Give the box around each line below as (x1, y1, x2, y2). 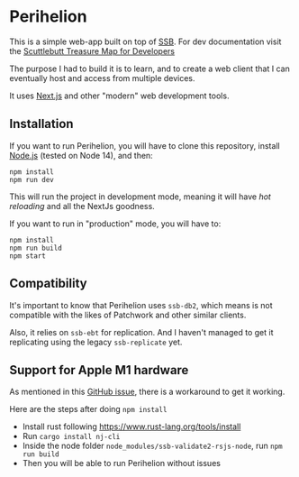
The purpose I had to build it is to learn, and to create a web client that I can (9, 63, 290, 74)
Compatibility (9, 276, 87, 291)
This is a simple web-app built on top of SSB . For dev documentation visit (9, 36, 282, 47)
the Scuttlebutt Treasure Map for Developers (9, 45, 176, 56)
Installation (9, 116, 74, 132)
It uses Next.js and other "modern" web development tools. (9, 90, 230, 101)
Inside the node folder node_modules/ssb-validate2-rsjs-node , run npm (22, 440, 284, 452)
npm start (9, 251, 47, 261)
